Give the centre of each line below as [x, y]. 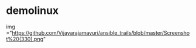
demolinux [32, 11]
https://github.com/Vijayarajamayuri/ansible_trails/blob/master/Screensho [101, 32]
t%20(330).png [25, 39]
